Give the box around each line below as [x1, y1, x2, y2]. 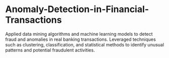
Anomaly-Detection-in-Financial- [5, 4, 149, 15]
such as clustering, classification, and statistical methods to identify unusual [5, 41, 164, 47]
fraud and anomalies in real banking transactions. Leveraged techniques [5, 36, 156, 42]
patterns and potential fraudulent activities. [5, 47, 95, 53]
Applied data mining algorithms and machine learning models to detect [5, 31, 153, 37]
